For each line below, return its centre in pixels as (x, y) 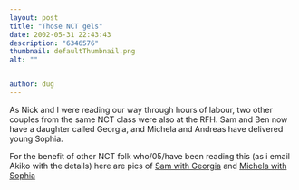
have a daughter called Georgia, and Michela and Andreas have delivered (146, 128)
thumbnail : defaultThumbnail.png (72, 52)
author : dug (32, 84)
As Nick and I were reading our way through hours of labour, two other (141, 109)
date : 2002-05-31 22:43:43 (60, 34)
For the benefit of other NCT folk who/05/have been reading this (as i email (149, 156)
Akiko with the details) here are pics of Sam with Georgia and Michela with (148, 166)
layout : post (34, 18)
